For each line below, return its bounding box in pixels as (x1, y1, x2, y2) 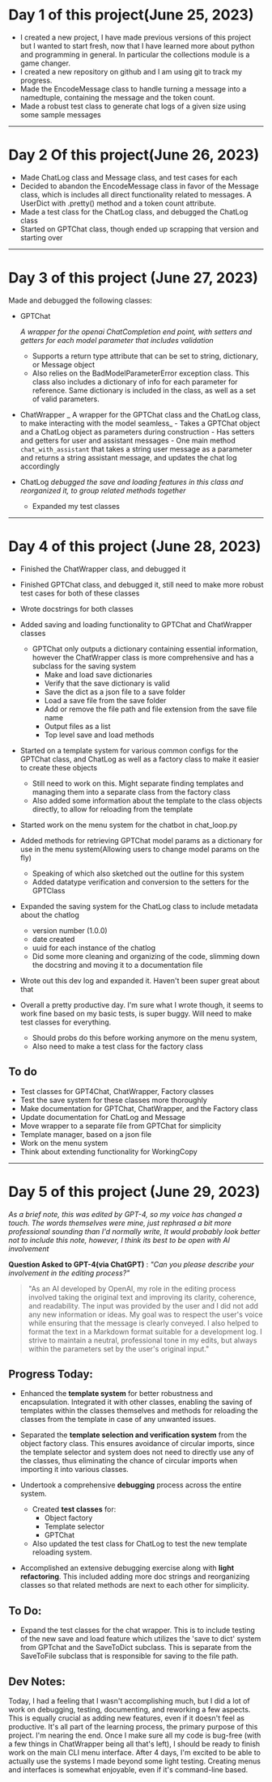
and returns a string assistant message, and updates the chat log (19, 452, 237, 462)
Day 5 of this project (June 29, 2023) (8, 1182, 261, 1201)
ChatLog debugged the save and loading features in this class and (19, 477, 244, 486)
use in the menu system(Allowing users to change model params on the (19, 844, 260, 854)
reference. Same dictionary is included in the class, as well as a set (32, 385, 257, 395)
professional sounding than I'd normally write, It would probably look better (8, 1226, 261, 1236)
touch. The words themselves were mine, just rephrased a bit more (8, 1218, 232, 1228)
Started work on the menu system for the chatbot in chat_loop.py (19, 820, 238, 829)
